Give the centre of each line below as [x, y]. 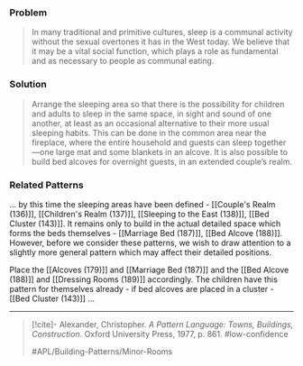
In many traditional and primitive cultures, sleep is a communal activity [162, 32]
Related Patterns [46, 185]
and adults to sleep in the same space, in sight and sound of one [151, 114]
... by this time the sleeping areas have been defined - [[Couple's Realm [142, 204]
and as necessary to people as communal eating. [123, 61]
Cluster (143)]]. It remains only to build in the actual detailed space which [145, 224]
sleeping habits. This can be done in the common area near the [149, 133]
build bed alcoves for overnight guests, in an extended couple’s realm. [162, 161]
